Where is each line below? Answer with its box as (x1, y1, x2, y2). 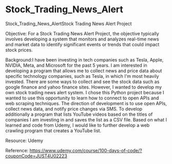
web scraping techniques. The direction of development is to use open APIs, (5, 100, 167, 106)
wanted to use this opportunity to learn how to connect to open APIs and (5, 95, 159, 101)
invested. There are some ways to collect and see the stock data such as (5, 78, 160, 85)
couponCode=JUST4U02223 (5, 153, 68, 159)
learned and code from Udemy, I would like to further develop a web (5, 122, 150, 128)
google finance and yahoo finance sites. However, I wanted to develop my (5, 84, 162, 90)
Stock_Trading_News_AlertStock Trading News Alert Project (5, 20, 132, 27)
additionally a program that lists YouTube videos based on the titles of (5, 111, 153, 117)
